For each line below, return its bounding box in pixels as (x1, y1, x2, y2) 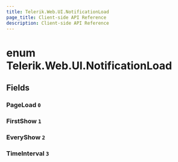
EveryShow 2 (6, 133, 45, 142)
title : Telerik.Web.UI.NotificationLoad (6, 8, 110, 15)
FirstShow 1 (6, 117, 42, 125)
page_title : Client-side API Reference (6, 14, 107, 20)
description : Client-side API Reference (6, 20, 110, 26)
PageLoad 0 (6, 101, 41, 109)
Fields (6, 83, 30, 93)
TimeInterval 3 (6, 149, 49, 157)
